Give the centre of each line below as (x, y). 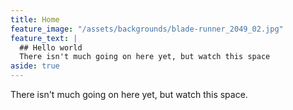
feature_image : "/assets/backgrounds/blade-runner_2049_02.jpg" (147, 29)
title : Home (35, 19)
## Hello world (51, 47)
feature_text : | (44, 38)
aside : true (35, 66)
